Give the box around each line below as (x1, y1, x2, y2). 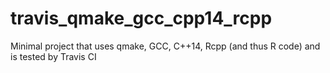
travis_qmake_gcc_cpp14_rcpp (10, 7, 273, 30)
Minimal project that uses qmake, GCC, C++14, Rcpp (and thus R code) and (10, 40, 321, 52)
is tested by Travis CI (10, 50, 97, 62)
